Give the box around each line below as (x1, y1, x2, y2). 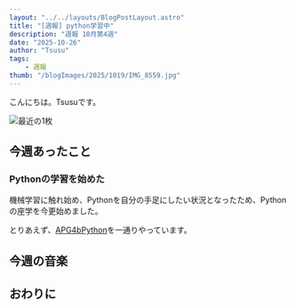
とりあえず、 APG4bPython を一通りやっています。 (9, 224, 193, 236)
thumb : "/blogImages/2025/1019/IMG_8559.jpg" (9, 71, 180, 80)
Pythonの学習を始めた (9, 173, 105, 185)
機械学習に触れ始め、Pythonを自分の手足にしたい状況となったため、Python (9, 195, 287, 206)
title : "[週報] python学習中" (9, 21, 115, 30)
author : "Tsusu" (9, 46, 69, 55)
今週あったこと (9, 144, 92, 159)
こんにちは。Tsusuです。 (9, 96, 100, 107)
